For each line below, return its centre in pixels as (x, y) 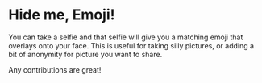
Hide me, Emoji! (62, 15)
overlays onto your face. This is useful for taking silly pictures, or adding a (131, 45)
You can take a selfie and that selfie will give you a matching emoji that (126, 37)
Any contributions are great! (55, 69)
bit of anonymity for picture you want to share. (85, 54)
